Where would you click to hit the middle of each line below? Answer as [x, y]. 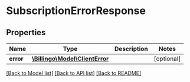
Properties [26, 33]
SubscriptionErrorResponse [76, 11]
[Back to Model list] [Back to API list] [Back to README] [74, 73]
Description [131, 49]
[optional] [167, 59]
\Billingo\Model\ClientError [70, 59]
